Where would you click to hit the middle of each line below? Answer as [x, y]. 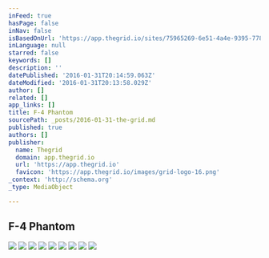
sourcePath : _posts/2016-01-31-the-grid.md [82, 120]
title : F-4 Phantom [41, 113]
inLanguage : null [37, 46]
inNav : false [30, 30]
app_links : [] [32, 105]
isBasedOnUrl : [32, 38]
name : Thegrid [39, 150]
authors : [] [28, 135]
